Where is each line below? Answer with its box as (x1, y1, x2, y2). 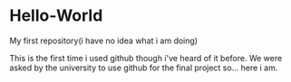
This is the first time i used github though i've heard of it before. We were (9, 52, 283, 63)
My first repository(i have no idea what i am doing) (9, 35, 198, 46)
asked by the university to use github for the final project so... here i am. (9, 62, 278, 73)
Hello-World (9, 5, 103, 26)
